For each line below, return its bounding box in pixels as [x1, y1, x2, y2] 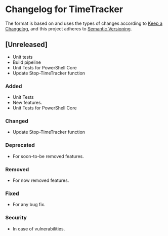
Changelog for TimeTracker [5, 4, 123, 15]
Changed [5, 117, 29, 125]
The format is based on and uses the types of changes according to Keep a [5, 20, 163, 26]
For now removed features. [12, 177, 69, 183]
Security [5, 214, 27, 221]
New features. [12, 100, 43, 106]
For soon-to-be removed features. [12, 153, 85, 159]
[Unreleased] [5, 41, 48, 49]
